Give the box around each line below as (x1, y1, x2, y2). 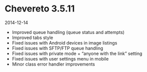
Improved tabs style (12, 34, 53, 40)
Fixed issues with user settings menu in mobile (12, 55, 109, 61)
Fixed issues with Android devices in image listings (12, 39, 117, 45)
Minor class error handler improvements (12, 61, 95, 67)
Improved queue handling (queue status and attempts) (12, 29, 125, 35)
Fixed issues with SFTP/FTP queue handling (12, 45, 103, 51)
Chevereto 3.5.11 (5, 3, 75, 14)
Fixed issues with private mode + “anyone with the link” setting (12, 50, 142, 56)
